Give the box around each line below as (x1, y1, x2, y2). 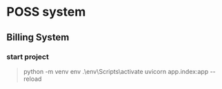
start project (6, 52, 49, 62)
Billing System (6, 31, 70, 43)
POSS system (6, 4, 86, 20)
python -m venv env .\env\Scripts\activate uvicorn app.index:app (23, 67, 209, 75)
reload (23, 75, 42, 83)
